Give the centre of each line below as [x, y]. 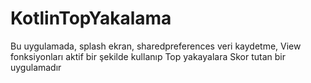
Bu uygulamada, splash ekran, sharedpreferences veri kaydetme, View [156, 46]
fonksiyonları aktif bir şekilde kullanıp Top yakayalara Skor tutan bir [148, 56]
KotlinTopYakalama [91, 18]
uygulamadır [36, 67]
